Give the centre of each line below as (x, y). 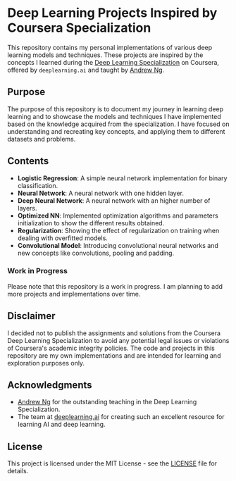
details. (18, 471)
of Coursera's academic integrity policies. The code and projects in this (111, 348)
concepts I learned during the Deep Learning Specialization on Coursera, (113, 62)
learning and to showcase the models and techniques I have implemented (114, 116)
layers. (27, 208)
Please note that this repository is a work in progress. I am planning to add (115, 286)
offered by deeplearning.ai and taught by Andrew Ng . (86, 70)
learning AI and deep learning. (61, 425)
